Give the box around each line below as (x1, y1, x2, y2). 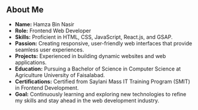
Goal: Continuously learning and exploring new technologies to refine (14, 90, 187, 97)
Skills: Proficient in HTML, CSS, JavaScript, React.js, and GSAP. (14, 33, 173, 41)
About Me (6, 5, 44, 15)
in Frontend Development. (14, 84, 79, 91)
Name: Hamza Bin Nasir (14, 20, 75, 27)
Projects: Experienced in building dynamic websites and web (14, 52, 166, 59)
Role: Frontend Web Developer (14, 27, 92, 34)
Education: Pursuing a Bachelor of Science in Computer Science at (14, 65, 181, 72)
